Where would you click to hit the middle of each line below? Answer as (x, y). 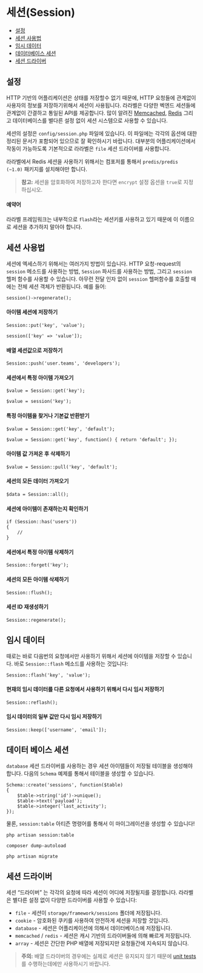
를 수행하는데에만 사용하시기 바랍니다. (66, 963)
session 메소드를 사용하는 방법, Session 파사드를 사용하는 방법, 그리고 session (99, 271)
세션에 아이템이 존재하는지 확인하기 (48, 509)
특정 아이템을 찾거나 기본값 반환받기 (48, 415)
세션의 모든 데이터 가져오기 (38, 481)
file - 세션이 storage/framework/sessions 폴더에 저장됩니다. (88, 913)
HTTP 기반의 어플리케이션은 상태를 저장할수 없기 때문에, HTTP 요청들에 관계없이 (101, 97)
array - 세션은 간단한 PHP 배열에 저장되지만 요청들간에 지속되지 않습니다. (102, 943)
